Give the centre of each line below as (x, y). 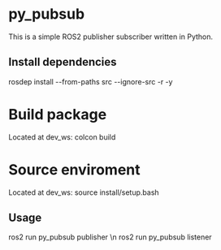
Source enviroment (74, 169)
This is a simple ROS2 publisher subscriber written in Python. (111, 37)
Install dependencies (63, 62)
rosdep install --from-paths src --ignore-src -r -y (91, 81)
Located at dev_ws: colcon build (62, 137)
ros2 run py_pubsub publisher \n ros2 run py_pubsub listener (110, 237)
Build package (58, 114)
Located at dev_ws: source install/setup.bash (84, 192)
